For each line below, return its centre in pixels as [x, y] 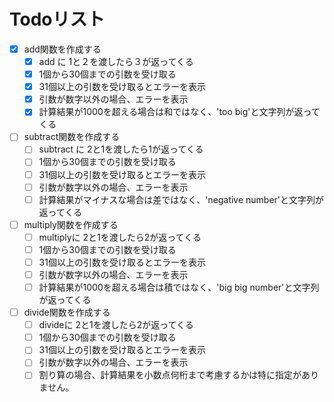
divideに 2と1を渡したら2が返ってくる [116, 325]
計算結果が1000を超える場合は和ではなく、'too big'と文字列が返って [179, 112]
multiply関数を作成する [71, 224]
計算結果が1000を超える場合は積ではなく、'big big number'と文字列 [179, 287]
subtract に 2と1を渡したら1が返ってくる [121, 149]
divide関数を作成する [67, 312]
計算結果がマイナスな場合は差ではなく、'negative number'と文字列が [181, 199]
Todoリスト [57, 19]
